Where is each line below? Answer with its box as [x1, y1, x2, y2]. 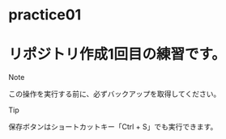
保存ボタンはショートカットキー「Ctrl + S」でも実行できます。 [8, 122, 218, 132]
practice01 [8, 6, 82, 24]
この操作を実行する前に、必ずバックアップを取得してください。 [8, 89, 221, 99]
